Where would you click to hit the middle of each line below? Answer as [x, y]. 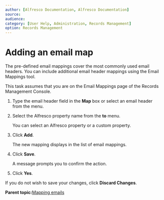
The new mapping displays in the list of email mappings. [69, 145]
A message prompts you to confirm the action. [60, 164]
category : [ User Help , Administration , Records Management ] [68, 23]
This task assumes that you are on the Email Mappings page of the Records [82, 86]
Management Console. [28, 91]
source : [13, 14]
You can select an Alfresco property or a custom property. [72, 125]
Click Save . [24, 154]
